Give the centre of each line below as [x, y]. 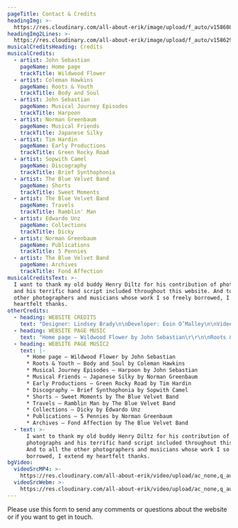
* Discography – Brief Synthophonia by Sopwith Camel [107, 390]
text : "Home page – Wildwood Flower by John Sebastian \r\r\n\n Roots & [126, 337]
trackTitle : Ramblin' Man [58, 212]
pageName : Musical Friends [60, 126]
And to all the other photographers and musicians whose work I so [128, 449]
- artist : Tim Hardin [46, 139]
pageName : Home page [50, 67]
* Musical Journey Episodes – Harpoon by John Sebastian [112, 370]
